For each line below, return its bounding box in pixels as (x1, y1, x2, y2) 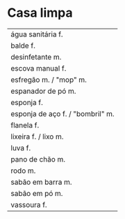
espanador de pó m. (10, 86, 76, 96)
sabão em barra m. (10, 177, 72, 187)
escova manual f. (10, 63, 67, 73)
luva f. (10, 143, 31, 153)
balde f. (10, 41, 36, 50)
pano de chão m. (10, 154, 66, 164)
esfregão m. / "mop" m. (10, 75, 87, 85)
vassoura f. (10, 199, 47, 209)
